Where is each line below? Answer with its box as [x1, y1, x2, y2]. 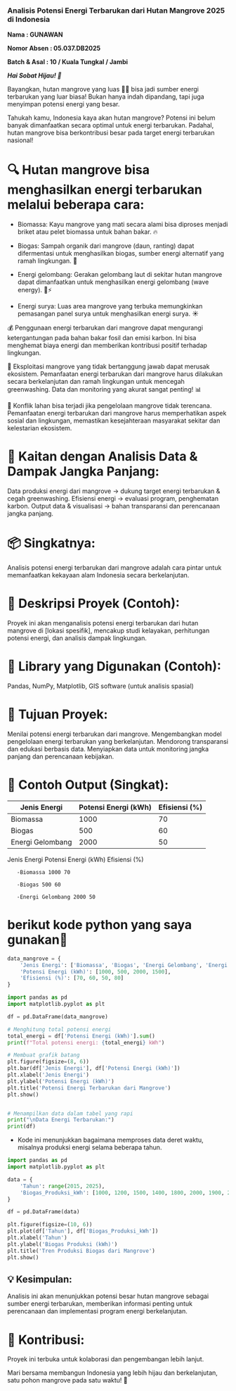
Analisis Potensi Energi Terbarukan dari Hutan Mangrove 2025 [7, 6, 225, 15]
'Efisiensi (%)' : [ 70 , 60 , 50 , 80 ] [20, 975, 124, 982]
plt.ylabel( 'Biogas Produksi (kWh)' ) [7, 1240, 118, 1248]
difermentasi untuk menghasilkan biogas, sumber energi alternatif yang [17, 249, 225, 258]
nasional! [7, 136, 34, 144]
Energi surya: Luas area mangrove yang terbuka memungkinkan [17, 302, 203, 311]
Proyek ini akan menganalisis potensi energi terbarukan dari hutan [7, 619, 199, 628]
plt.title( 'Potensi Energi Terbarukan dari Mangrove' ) [7, 1084, 171, 1092]
